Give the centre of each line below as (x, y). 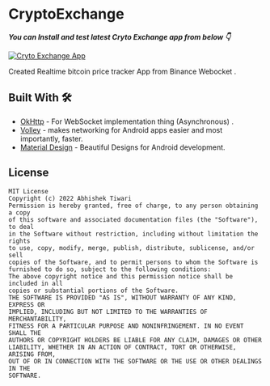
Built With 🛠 (40, 98)
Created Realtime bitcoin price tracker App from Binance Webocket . (122, 71)
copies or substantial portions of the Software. (94, 291)
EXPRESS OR (27, 304)
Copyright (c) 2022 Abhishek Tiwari (70, 198)
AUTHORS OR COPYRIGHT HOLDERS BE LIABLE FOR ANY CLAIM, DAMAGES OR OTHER (135, 340)
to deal (21, 227)
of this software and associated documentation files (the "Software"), (133, 219)
